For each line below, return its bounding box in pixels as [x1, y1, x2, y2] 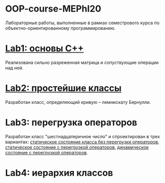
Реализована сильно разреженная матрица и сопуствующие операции [5, 59, 159, 66]
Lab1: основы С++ [5, 43, 84, 54]
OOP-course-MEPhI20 [5, 3, 102, 15]
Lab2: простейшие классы [5, 83, 122, 94]
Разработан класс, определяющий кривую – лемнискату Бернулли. [5, 99, 151, 105]
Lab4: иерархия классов [5, 167, 113, 178]
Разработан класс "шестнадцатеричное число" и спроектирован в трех [5, 133, 160, 139]
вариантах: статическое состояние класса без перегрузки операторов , [5, 139, 159, 145]
